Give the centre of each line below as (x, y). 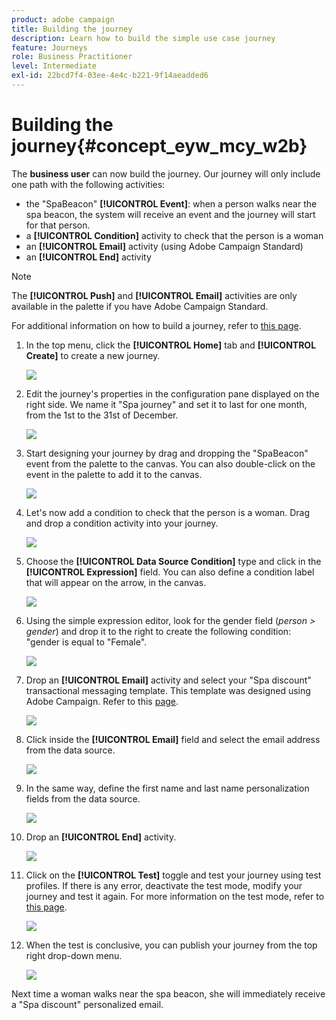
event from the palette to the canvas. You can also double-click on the (170, 463)
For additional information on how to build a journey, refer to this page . (156, 325)
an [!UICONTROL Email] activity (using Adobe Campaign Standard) (164, 246)
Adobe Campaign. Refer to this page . (102, 701)
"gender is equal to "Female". (86, 642)
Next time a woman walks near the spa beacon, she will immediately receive (168, 993)
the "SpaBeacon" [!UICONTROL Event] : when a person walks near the (171, 203)
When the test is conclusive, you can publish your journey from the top (171, 945)
